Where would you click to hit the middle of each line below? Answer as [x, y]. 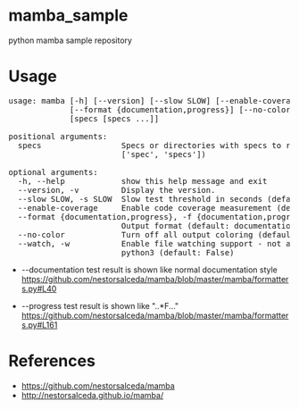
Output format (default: [175, 225]
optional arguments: [54, 172]
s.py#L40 [39, 288]
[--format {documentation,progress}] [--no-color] [183, 109]
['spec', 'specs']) [164, 154]
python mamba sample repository [71, 40]
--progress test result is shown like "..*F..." [100, 305]
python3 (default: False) [178, 252]
